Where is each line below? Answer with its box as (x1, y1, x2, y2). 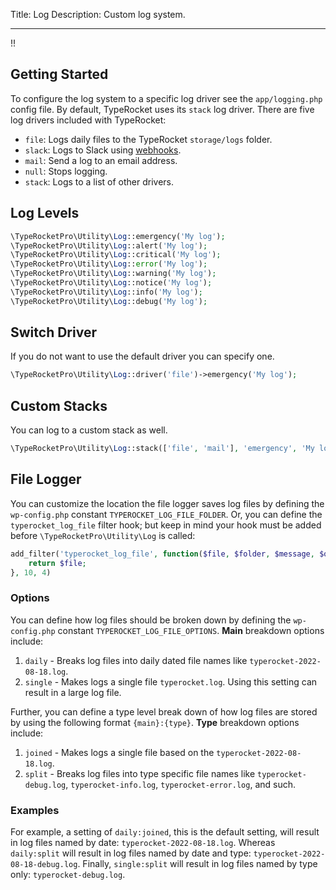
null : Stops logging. (24, 165, 108, 177)
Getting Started (10, 66, 109, 83)
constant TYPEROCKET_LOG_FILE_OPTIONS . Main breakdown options (57, 624, 325, 636)
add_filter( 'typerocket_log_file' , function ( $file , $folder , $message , (10, 549, 315, 559)
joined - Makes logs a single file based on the (24, 746, 215, 758)
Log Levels (10, 205, 80, 222)
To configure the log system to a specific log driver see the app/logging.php (10, 92, 323, 104)
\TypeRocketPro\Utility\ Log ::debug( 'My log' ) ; (10, 296, 208, 306)
